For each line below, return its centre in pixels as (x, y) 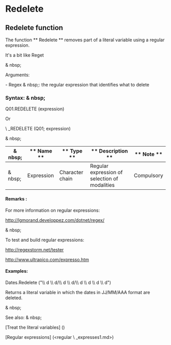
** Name (41, 151)
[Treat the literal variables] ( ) (35, 327)
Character (71, 172)
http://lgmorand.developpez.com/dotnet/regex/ (55, 220)
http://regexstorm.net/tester (35, 249)
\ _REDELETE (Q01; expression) (38, 129)
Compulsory (149, 176)
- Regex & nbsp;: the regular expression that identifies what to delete (77, 85)
